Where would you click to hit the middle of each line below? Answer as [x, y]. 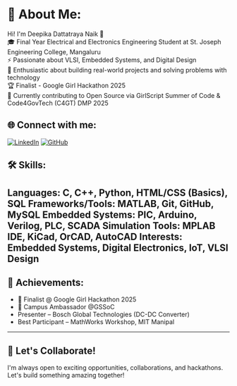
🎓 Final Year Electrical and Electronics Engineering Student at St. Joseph [114, 42]
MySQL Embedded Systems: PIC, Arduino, [102, 214]
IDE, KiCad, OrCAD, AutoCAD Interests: [95, 236]
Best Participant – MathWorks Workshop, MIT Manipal [96, 322]
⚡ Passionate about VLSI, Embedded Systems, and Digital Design [102, 60]
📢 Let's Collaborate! [52, 350]
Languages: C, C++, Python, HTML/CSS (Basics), [117, 193]
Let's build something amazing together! [66, 375]
